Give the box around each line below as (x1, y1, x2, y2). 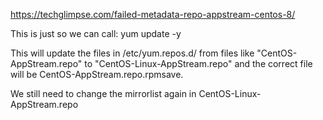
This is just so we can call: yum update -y (10, 28, 182, 39)
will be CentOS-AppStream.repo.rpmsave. (10, 69, 184, 80)
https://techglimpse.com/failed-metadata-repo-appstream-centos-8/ (10, 9, 296, 20)
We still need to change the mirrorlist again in (10, 88, 197, 99)
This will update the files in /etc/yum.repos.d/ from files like (10, 47, 255, 59)
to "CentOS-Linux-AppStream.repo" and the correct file (84, 58, 313, 69)
